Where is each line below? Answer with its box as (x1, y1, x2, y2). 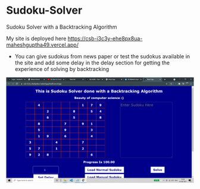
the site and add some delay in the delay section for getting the (14, 59, 170, 66)
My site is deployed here (6, 35, 67, 42)
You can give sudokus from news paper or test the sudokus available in (14, 52, 190, 60)
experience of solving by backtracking (14, 65, 110, 72)
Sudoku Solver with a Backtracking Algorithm (6, 23, 117, 30)
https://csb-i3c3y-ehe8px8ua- (67, 35, 143, 42)
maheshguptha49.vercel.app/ (6, 41, 79, 48)
